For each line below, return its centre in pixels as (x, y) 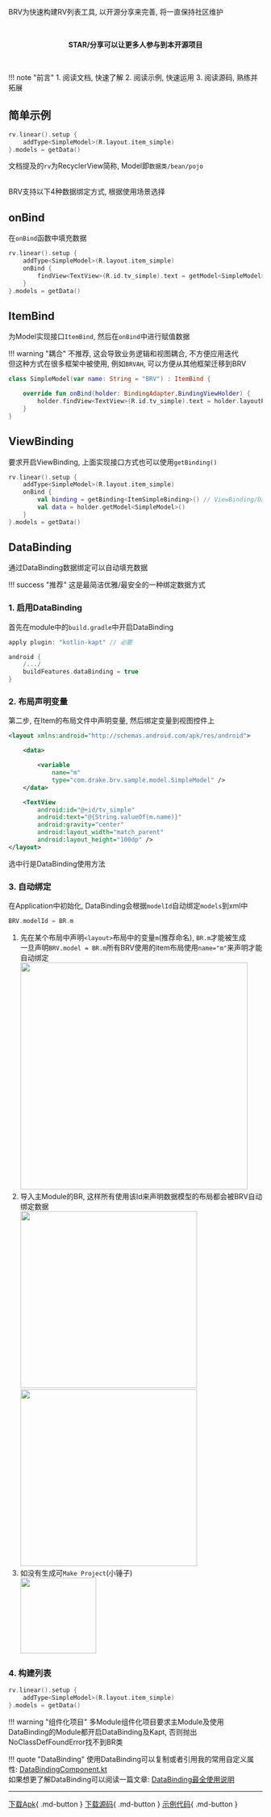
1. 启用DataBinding (46, 608)
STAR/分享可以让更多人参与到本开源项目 (135, 44)
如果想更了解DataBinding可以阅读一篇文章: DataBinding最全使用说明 (122, 1779)
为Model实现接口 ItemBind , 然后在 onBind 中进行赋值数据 (99, 337)
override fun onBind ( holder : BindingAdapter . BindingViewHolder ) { (137, 394)
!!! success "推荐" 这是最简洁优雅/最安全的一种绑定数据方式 (107, 585)
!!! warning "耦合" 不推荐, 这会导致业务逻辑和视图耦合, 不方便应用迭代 (124, 354)
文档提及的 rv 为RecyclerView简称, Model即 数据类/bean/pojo (106, 166)
